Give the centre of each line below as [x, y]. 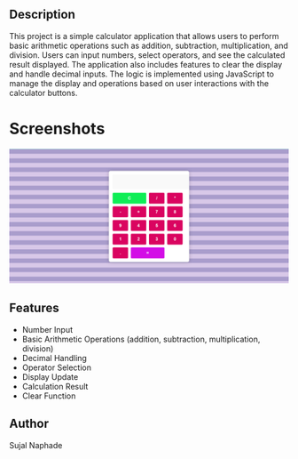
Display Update [50, 376]
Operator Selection [56, 367]
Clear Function [49, 396]
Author [29, 424]
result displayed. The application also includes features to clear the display [146, 64]
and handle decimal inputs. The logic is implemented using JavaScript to [142, 74]
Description [42, 15]
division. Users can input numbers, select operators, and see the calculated [147, 55]
